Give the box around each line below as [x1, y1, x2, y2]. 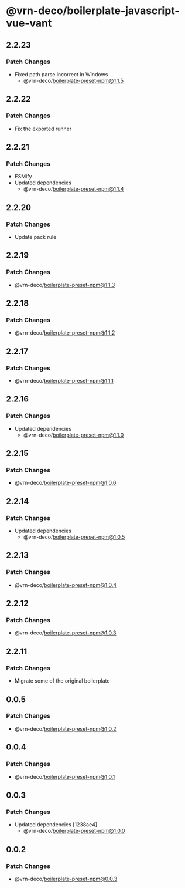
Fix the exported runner [14, 125, 72, 132]
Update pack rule [14, 233, 57, 240]
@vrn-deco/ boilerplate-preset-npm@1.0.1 [14, 773, 115, 780]
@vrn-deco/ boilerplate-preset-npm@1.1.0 [23, 431, 124, 438]
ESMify [14, 173, 32, 180]
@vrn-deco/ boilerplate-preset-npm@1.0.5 [23, 534, 125, 541]
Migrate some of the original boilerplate [14, 677, 110, 684]
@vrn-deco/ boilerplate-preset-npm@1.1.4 [23, 185, 124, 193]
